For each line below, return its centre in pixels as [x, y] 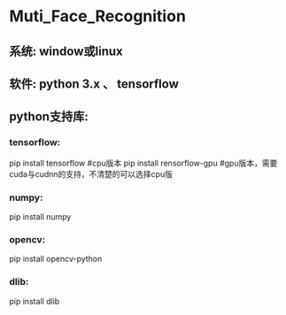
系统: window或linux [66, 51]
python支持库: [49, 117]
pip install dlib [35, 301]
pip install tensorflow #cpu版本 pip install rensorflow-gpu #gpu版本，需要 [143, 163]
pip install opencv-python [56, 259]
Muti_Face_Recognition [97, 16]
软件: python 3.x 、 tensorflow [94, 84]
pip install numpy [40, 216]
